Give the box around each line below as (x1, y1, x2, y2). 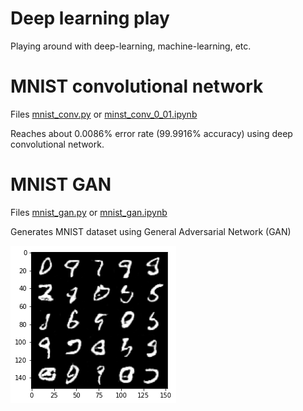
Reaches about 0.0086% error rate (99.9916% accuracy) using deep (10, 127, 293, 139)
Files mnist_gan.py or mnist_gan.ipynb (10, 206, 168, 218)
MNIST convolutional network (10, 75, 264, 98)
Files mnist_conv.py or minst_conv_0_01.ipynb (10, 108, 198, 120)
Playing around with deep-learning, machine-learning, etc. (10, 40, 252, 52)
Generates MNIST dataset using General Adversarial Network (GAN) (10, 225, 292, 237)
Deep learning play (10, 7, 170, 30)
